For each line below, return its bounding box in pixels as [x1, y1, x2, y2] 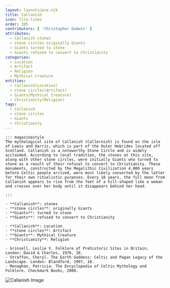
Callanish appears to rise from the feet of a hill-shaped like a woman [5, 179, 163, 184]
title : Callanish [5, 12, 42, 17]
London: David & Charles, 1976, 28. [5, 250, 83, 255]
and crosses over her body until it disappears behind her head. [5, 183, 147, 188]
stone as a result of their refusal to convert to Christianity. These [5, 161, 160, 167]
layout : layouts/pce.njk [5, 7, 58, 13]
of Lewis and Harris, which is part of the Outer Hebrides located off [5, 143, 160, 149]
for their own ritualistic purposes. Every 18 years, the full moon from [5, 175, 165, 180]
